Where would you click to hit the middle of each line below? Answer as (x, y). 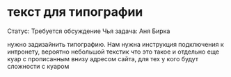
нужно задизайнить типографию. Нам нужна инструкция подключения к (115, 44)
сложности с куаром (38, 66)
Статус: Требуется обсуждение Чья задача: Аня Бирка (89, 31)
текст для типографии (75, 12)
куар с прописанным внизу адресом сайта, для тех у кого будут (103, 58)
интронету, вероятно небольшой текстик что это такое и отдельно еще (113, 52)
